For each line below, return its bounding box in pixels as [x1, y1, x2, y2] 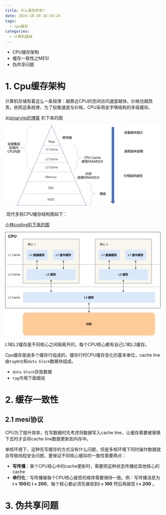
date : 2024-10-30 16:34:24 [5, 13, 61, 18]
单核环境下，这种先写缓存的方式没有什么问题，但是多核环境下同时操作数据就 [5, 446, 161, 452]
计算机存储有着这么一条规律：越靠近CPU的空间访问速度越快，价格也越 [5, 98, 149, 104]
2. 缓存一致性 [5, 394, 59, 405]
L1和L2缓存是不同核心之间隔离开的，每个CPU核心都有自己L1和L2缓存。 [5, 341, 150, 347]
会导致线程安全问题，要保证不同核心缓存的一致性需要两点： [5, 452, 126, 458]
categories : [5, 29, 30, 34]
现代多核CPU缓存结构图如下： [6, 211, 68, 217]
